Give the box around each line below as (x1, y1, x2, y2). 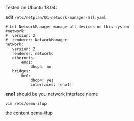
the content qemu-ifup (5, 110, 53, 116)
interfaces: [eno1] (30, 82, 72, 87)
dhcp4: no (30, 64, 52, 69)
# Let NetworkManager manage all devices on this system (5, 24, 129, 29)
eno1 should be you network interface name (5, 91, 98, 97)
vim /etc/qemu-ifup (5, 101, 47, 106)
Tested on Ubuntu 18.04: (5, 5, 57, 10)
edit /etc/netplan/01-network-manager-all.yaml (5, 14, 106, 20)
